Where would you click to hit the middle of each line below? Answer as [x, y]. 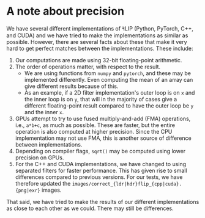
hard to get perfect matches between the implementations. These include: [100, 48]
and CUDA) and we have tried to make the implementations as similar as [97, 35]
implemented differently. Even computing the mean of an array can [109, 79]
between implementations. [49, 144]
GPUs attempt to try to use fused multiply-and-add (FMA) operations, [103, 118]
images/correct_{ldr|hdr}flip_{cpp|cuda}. [127, 184]
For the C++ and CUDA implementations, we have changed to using [101, 164]
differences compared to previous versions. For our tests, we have [99, 177]
